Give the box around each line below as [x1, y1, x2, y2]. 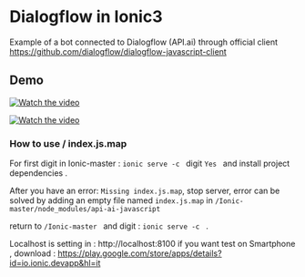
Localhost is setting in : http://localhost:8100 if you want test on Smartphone [9, 239, 296, 250]
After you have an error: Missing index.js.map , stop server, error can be [9, 185, 280, 197]
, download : [9, 248, 56, 259]
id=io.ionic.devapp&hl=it [9, 258, 101, 269]
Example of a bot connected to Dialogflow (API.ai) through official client [9, 36, 279, 47]
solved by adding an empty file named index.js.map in [9, 195, 214, 206]
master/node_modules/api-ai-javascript [9, 205, 161, 214]
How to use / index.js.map [9, 137, 127, 149]
